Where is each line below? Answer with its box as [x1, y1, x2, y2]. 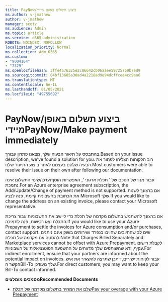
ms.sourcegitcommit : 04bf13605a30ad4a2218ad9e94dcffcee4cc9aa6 [5, 73, 141, 78]
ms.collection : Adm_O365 [5, 49, 57, 54]
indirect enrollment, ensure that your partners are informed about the [5, 251, 148, 257]
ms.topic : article [5, 31, 44, 36]
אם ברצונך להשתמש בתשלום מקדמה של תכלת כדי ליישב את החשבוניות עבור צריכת [5, 213, 163, 219]
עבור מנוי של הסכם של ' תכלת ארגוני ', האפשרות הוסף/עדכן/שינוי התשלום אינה [5, 177, 154, 183]
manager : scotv [5, 21, 37, 27]
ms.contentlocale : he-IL [5, 82, 57, 87]
